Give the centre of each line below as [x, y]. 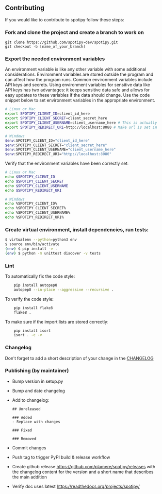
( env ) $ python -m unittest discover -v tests [53, 253]
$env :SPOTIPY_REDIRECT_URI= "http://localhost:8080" [58, 154]
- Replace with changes [36, 422]
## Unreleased [26, 409]
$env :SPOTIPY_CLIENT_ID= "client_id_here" [48, 140]
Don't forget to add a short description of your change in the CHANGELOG [79, 358]
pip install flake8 [33, 308]
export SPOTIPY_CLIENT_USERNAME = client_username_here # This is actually [81, 123]
